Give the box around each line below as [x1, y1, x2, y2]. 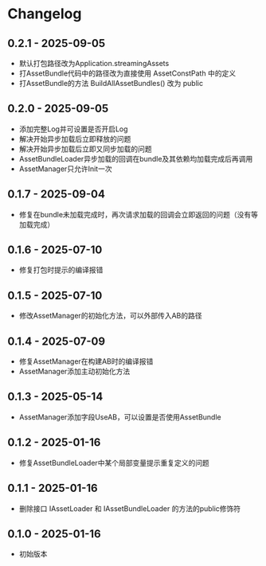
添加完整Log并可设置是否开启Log [18, 124, 128, 134]
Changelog [7, 5, 82, 23]
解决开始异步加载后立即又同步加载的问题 [18, 144, 152, 154]
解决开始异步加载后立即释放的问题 [18, 134, 131, 143]
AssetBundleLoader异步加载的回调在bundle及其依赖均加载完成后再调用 [18, 154, 253, 163]
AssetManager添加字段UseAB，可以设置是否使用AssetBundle [18, 412, 221, 422]
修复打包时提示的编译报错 [18, 265, 104, 275]
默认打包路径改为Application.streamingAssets [18, 59, 170, 68]
